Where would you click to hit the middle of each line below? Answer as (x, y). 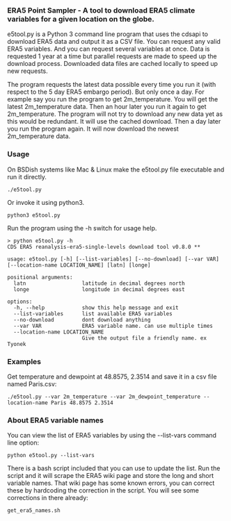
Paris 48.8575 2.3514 (82, 403)
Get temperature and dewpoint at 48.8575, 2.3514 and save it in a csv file (112, 377)
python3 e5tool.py (34, 215)
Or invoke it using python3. (46, 202)
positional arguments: (40, 277)
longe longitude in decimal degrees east (99, 289)
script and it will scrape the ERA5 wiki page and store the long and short (111, 476)
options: (20, 301)
